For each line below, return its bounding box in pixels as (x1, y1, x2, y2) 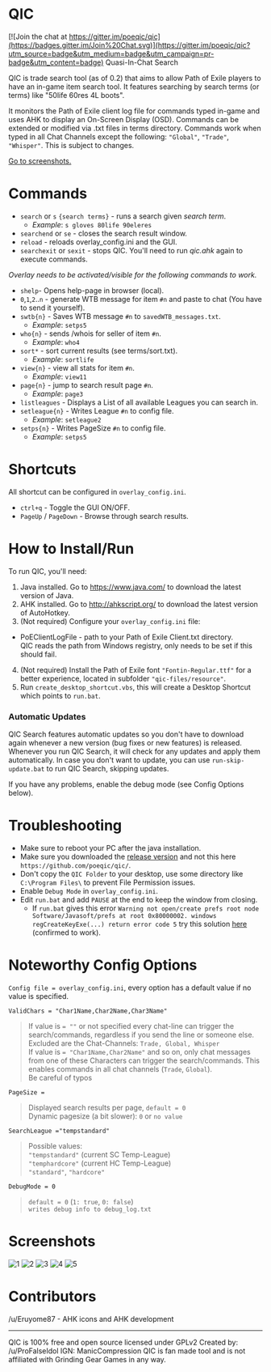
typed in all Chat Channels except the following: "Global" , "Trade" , (8, 131, 230, 142)
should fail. (19, 649, 57, 659)
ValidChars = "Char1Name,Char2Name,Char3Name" (8, 1007, 168, 1015)
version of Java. (19, 590, 74, 600)
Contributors (8, 1288, 97, 1306)
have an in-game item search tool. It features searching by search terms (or (8, 82, 260, 91)
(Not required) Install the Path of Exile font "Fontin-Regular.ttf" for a (19, 665, 252, 674)
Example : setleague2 (31, 414, 102, 424)
